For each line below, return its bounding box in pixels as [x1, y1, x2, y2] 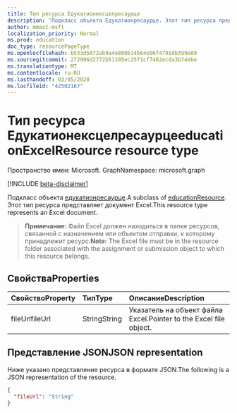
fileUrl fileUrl [11, 314, 51, 323]
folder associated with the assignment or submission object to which [24, 245, 224, 253]
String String [82, 314, 122, 323]
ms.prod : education [7, 37, 65, 44]
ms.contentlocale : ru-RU [7, 69, 80, 76]
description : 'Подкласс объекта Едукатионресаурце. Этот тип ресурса [7, 17, 217, 24]
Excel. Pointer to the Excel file [128, 314, 226, 323]
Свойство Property [11, 293, 76, 303]
